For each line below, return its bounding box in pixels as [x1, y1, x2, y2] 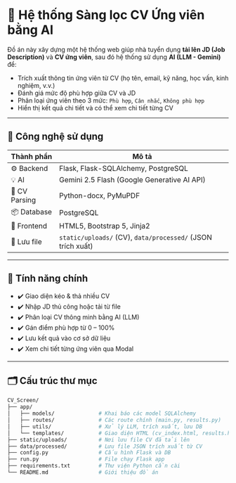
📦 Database [11, 207, 53, 217]
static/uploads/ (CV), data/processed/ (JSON [59, 232, 212, 242]
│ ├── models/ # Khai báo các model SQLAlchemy [7, 410, 197, 418]
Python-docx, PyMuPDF [59, 191, 140, 200]
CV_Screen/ [7, 397, 39, 404]
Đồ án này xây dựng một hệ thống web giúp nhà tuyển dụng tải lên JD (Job [7, 45, 225, 53]
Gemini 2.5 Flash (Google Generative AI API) [59, 174, 206, 184]
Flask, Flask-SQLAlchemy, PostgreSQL [59, 163, 188, 173]
